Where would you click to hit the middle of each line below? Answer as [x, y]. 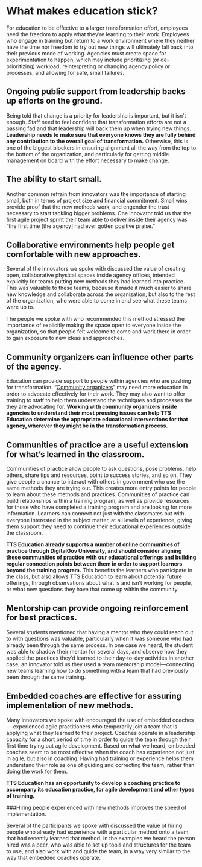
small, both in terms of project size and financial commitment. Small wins [97, 200]
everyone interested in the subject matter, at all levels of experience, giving [99, 520]
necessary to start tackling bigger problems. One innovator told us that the [99, 213]
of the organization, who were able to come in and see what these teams [97, 301]
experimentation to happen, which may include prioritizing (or [83, 60]
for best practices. [42, 618]
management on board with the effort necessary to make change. [88, 160]
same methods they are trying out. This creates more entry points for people [101, 488]
